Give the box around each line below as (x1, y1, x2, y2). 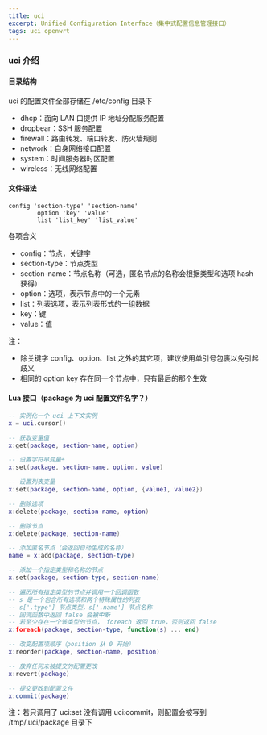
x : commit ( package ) (8, 691, 70, 700)
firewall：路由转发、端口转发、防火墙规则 (19, 133, 158, 143)
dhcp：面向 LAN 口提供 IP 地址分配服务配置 (19, 113, 165, 123)
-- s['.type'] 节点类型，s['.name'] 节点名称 (8, 603, 153, 612)
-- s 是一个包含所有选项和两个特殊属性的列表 (8, 595, 141, 603)
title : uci (8, 11, 45, 20)
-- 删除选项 (8, 499, 44, 508)
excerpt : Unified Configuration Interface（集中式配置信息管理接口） (8, 19, 231, 27)
